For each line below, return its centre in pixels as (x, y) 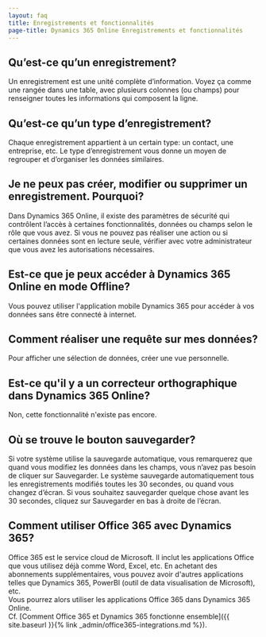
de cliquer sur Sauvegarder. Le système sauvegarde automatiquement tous (131, 476)
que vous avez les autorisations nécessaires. (81, 249)
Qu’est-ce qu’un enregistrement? (93, 62)
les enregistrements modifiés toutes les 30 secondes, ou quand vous (121, 484)
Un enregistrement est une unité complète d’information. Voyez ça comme (130, 82)
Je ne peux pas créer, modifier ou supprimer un (128, 184)
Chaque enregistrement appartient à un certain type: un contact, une (121, 142)
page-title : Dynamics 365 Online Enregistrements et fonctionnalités (126, 30)
